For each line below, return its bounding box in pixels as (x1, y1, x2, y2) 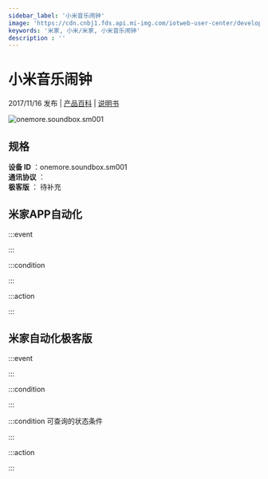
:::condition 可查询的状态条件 (8, 416, 104, 426)
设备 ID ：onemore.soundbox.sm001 (8, 163, 128, 171)
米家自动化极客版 (8, 332, 93, 345)
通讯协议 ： (8, 172, 45, 182)
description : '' (8, 33, 66, 42)
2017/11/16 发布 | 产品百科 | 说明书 (8, 99, 120, 108)
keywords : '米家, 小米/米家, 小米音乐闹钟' (8, 26, 141, 34)
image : (8, 19, 30, 27)
